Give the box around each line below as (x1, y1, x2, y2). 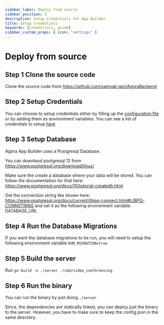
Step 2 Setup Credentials (5, 97, 83, 106)
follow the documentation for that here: (5, 177, 84, 184)
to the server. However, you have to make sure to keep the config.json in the (5, 309, 159, 315)
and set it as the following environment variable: (35, 203, 132, 209)
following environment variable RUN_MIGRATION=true (5, 240, 108, 246)
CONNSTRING (5, 203, 34, 209)
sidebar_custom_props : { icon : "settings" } (5, 30, 97, 35)
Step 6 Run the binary (5, 281, 72, 290)
